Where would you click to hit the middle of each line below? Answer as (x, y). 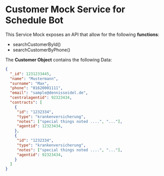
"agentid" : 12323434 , (40, 126)
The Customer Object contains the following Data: (59, 59)
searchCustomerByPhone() (42, 50)
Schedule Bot (34, 20)
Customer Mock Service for (65, 9)
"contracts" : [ (26, 103)
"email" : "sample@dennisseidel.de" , (49, 93)
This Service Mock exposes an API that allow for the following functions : (83, 34)
